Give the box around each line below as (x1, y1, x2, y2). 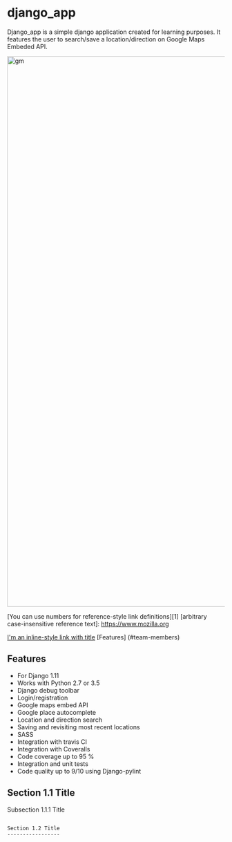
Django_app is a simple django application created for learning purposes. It (7, 28, 221, 36)
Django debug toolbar (17, 686, 79, 694)
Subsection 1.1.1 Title (7, 805, 66, 814)
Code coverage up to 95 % (17, 752, 95, 760)
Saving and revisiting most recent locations (17, 722, 140, 731)
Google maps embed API (17, 700, 88, 709)
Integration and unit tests (17, 759, 88, 768)
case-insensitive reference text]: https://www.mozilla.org (7, 619, 169, 628)
